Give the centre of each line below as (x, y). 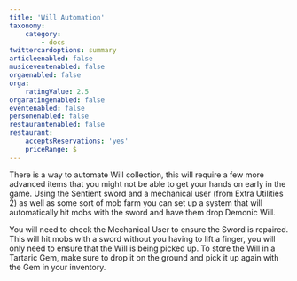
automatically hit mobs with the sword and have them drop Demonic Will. (143, 212)
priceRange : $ (51, 149)
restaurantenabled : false (57, 125)
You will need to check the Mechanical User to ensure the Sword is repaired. (149, 229)
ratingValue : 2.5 (57, 91)
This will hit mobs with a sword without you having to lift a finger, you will (142, 238)
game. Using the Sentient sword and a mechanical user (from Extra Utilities (146, 193)
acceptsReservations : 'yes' (77, 141)
